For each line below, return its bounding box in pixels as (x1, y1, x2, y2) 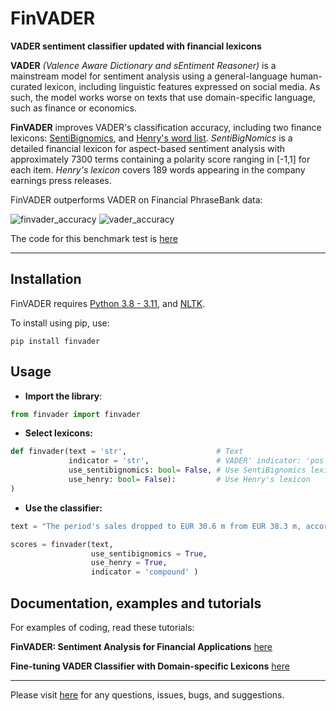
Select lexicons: (24, 427, 93, 439)
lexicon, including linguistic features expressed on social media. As (44, 80, 321, 92)
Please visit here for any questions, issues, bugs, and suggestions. (10, 689, 285, 701)
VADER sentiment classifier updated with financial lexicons (10, 40, 262, 52)
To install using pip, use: (10, 317, 110, 329)
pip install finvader (10, 336, 101, 346)
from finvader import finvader (10, 409, 141, 419)
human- (289, 70, 323, 82)
